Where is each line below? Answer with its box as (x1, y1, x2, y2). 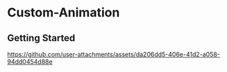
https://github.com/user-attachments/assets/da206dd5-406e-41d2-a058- (7, 50, 221, 58)
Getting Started (7, 32, 76, 44)
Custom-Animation (7, 5, 120, 21)
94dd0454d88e (7, 58, 53, 66)
